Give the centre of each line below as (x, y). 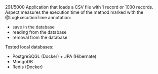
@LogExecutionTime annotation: (38, 17)
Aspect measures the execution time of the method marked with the (74, 12)
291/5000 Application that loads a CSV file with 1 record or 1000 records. (79, 7)
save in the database (34, 27)
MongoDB (22, 62)
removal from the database (40, 37)
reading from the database (39, 32)
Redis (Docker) (27, 67)
